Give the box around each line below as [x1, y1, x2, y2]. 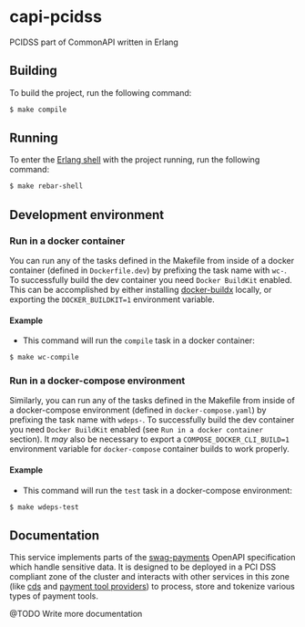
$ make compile [9, 105, 67, 114]
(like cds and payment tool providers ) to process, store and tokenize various [9, 581, 296, 592]
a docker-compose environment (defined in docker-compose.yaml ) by [9, 404, 267, 416]
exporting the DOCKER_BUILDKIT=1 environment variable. [9, 294, 216, 305]
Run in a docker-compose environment [9, 374, 186, 387]
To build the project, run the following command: [9, 87, 192, 98]
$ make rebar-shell [9, 182, 84, 191]
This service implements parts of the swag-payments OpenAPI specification [9, 552, 296, 563]
